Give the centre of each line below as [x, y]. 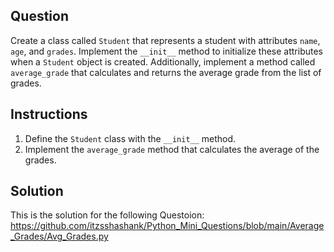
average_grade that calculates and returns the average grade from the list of [166, 72]
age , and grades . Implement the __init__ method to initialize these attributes [167, 51]
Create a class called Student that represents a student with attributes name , [165, 40]
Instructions [49, 114]
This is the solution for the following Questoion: [107, 215]
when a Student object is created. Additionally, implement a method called [163, 61]
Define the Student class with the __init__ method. [130, 138]
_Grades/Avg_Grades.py [59, 236]
